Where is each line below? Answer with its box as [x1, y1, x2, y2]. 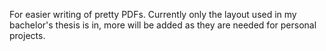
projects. [9, 30, 46, 41]
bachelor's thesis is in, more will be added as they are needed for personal [9, 19, 317, 31]
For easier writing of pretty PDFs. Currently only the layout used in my [9, 9, 297, 20]
